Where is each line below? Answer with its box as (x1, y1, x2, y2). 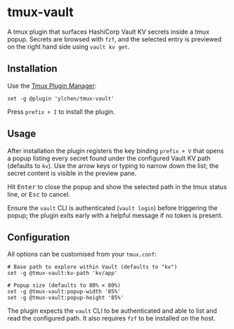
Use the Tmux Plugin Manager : (7, 82, 97, 90)
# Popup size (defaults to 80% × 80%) (7, 282, 121, 289)
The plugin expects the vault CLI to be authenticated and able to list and (7, 307, 218, 315)
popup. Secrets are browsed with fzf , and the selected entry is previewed (7, 34, 222, 43)
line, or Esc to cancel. (7, 190, 70, 198)
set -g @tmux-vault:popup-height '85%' (7, 295, 124, 302)
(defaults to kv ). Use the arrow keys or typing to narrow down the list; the (7, 161, 219, 169)
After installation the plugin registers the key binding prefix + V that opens (7, 146, 224, 155)
